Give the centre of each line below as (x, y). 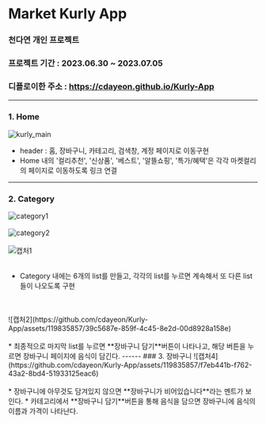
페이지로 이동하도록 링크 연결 (72, 170)
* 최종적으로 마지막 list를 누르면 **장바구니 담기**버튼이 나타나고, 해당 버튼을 (127, 346)
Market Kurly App (68, 14)
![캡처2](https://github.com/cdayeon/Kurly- (78, 319)
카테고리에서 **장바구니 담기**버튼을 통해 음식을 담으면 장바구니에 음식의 (143, 401)
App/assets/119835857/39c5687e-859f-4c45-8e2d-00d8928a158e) (120, 328)
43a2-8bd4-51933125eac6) (53, 373)
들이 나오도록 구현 (47, 285)
